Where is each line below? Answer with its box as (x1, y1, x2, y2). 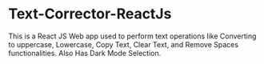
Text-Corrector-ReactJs (8, 5, 172, 23)
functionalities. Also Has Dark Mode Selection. (8, 48, 162, 58)
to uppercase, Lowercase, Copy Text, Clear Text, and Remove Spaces (8, 39, 238, 49)
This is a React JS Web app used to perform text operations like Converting (8, 31, 257, 41)
